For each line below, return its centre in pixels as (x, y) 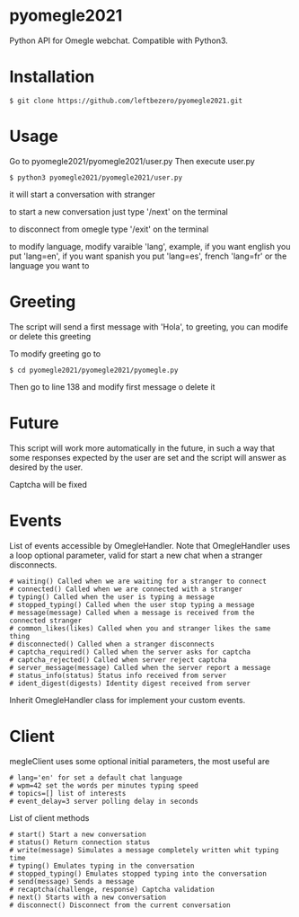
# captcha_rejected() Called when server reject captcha (118, 660)
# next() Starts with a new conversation (88, 897)
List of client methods (49, 817)
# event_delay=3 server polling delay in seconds (104, 801)
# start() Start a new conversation (78, 834)
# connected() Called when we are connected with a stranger (126, 589)
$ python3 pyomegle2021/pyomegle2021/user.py (96, 177)
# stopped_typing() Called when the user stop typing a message (132, 604)
